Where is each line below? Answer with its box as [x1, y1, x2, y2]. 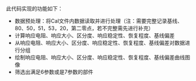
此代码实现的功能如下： [6, 5, 63, 12]
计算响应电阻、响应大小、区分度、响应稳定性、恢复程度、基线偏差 [14, 32, 175, 39]
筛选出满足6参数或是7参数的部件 [14, 69, 94, 75]
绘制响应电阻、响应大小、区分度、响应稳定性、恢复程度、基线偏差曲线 [14, 54, 185, 61]
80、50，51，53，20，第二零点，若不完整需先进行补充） [14, 25, 154, 31]
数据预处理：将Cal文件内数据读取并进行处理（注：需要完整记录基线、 [14, 17, 183, 24]
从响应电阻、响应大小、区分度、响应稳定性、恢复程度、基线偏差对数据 [14, 40, 185, 46]
